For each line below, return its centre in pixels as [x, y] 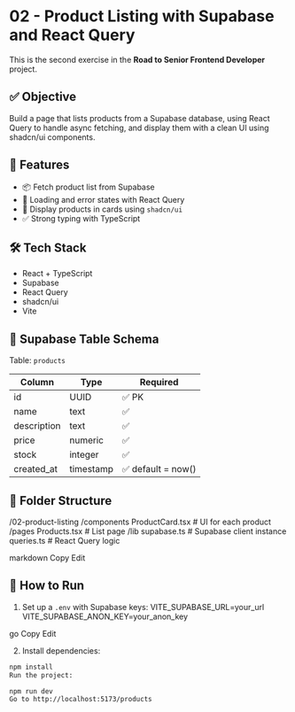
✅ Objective [43, 97]
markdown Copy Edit [47, 558]
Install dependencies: [61, 650]
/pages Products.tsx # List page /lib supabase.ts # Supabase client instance [148, 531]
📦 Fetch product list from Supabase [88, 187]
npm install [31, 667]
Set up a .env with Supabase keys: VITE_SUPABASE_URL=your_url [143, 607]
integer [84, 455]
